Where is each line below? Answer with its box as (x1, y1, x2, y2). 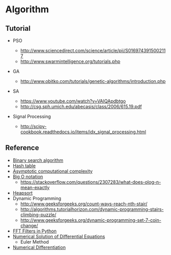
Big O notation (12, 173, 44, 180)
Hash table (12, 162, 36, 168)
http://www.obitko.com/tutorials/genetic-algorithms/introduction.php (20, 78, 166, 84)
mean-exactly (20, 184, 50, 190)
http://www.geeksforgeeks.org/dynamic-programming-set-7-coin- (20, 217, 161, 223)
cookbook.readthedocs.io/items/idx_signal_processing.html (20, 129, 146, 135)
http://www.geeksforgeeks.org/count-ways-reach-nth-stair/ (20, 201, 147, 207)
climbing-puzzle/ (20, 211, 56, 218)
